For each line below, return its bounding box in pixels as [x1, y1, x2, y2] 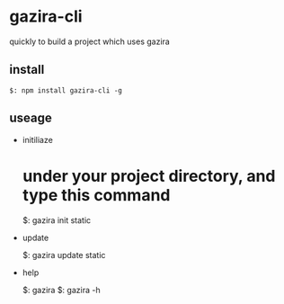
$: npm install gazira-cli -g [9, 85, 123, 95]
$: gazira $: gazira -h [22, 284, 101, 295]
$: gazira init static [22, 214, 92, 226]
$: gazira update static [22, 249, 106, 260]
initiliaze [22, 134, 54, 145]
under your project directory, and [22, 165, 276, 186]
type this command [22, 184, 171, 205]
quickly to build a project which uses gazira [9, 36, 171, 47]
